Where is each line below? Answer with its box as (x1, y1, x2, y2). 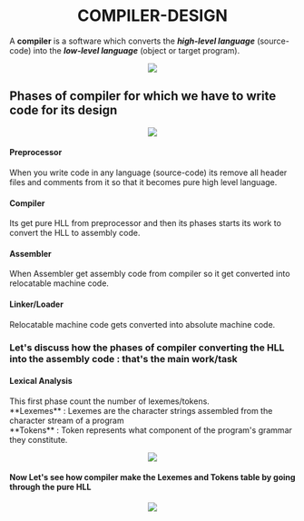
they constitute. (9, 434, 68, 445)
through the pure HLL (9, 482, 92, 493)
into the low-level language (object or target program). (33, 44, 240, 55)
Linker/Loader (9, 299, 64, 310)
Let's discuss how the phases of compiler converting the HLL (9, 341, 285, 354)
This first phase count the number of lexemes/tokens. (9, 396, 211, 407)
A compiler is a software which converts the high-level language (9, 35, 256, 46)
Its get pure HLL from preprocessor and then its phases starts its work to (9, 218, 281, 229)
